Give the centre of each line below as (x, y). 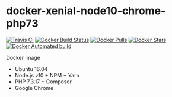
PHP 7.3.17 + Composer (43, 82)
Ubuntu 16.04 (31, 69)
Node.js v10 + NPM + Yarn (47, 75)
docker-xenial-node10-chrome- (86, 11)
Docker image (23, 57)
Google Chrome (34, 88)
